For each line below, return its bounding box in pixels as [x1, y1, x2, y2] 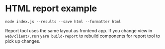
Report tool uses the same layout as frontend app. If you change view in [5, 27, 153, 33]
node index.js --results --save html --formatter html [5, 19, 121, 24]
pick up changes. [5, 38, 41, 44]
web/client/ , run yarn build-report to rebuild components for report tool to [5, 33, 161, 39]
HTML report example [5, 3, 97, 14]
